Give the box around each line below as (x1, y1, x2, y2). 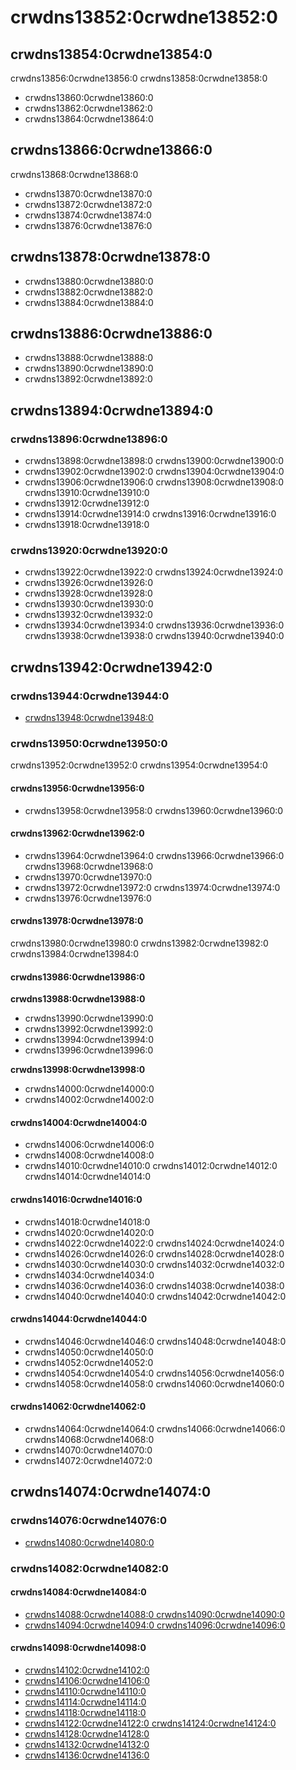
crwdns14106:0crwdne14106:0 (24, 1675, 150, 1687)
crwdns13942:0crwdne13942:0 (10, 659, 213, 676)
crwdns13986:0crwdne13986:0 (10, 971, 146, 983)
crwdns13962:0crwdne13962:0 (10, 827, 145, 840)
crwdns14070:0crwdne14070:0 (24, 1444, 153, 1456)
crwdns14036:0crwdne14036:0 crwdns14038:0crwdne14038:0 (24, 1279, 285, 1291)
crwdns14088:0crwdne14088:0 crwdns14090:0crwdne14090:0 (24, 1608, 286, 1620)
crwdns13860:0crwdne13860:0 (24, 92, 154, 103)
